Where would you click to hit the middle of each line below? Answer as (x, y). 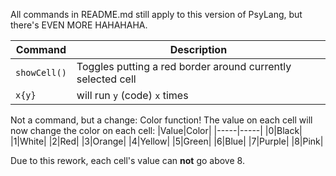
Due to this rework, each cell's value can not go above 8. (127, 160)
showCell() (41, 72)
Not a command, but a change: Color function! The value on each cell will (161, 120)
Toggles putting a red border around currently (184, 66)
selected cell (106, 79)
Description (198, 49)
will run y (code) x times (132, 95)
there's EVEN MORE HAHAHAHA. (79, 25)
